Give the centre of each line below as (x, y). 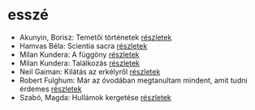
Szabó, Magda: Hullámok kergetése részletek (95, 97)
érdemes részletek (50, 89)
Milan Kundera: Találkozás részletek (79, 63)
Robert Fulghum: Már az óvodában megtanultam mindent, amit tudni (134, 80)
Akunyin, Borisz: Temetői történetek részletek (95, 37)
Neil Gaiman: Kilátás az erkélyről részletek (90, 71)
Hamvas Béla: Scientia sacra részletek (83, 45)
